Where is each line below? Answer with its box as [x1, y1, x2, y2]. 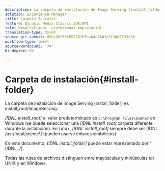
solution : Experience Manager [5, 12, 67, 17]
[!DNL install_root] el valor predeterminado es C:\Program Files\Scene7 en [5, 115, 156, 121]
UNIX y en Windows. [5, 160, 47, 166]
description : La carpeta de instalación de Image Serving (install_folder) [5, 7, 164, 12]
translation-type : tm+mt [5, 30, 56, 35]
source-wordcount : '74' [5, 44, 54, 49]
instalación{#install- [53, 74, 138, 85]
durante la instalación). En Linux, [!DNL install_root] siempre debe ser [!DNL [5, 126, 158, 132]
